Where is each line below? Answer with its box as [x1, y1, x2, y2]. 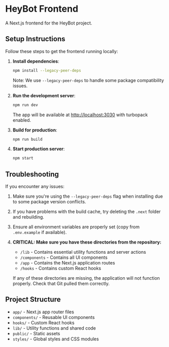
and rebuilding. [12, 214, 45, 220]
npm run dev [12, 102, 38, 108]
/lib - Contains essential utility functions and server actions [20, 249, 146, 255]
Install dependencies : [12, 58, 59, 64]
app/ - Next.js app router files [12, 309, 75, 315]
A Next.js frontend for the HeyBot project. [5, 20, 92, 26]
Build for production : [12, 127, 57, 133]
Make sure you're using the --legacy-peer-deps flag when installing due [12, 193, 163, 199]
